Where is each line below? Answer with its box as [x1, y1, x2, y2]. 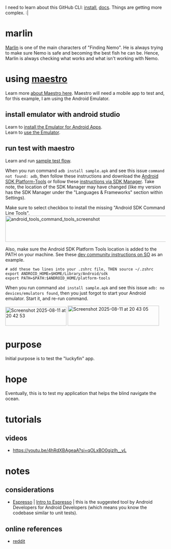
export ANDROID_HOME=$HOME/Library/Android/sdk [5, 271, 108, 276]
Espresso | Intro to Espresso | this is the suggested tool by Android [12, 499, 153, 505]
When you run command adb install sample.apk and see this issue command [5, 167, 164, 173]
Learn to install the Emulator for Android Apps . [5, 123, 103, 130]
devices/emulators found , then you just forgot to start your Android [5, 290, 146, 296]
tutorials [5, 413, 42, 425]
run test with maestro [5, 144, 75, 153]
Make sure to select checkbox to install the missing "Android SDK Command [5, 204, 165, 211]
